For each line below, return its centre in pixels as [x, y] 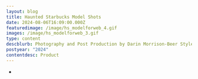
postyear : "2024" [27, 50]
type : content [24, 39]
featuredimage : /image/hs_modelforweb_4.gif [62, 28]
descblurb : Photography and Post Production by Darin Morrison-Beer [92, 44]
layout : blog [22, 11]
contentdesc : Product [33, 55]
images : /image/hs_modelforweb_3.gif [52, 33]
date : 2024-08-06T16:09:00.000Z [46, 22]
